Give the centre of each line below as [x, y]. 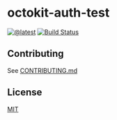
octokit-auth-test [58, 13]
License [25, 93]
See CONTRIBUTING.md [42, 70]
